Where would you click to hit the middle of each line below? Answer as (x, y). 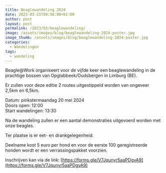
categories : (17, 42)
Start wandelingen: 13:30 (31, 111)
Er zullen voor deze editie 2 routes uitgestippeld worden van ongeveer (77, 85)
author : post (19, 19)
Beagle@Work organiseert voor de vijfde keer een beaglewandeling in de (80, 70)
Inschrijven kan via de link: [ (34, 160)
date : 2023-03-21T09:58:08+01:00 (40, 14)
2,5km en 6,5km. (22, 91)
